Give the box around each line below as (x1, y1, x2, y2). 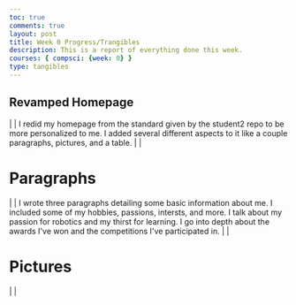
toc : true (9, 12, 46, 22)
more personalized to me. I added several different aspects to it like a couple (9, 127, 288, 138)
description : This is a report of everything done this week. (9, 46, 243, 55)
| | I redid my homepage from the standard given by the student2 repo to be (9, 118, 285, 129)
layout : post (9, 29, 57, 38)
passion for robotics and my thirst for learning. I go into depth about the (9, 216, 270, 226)
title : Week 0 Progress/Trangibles (9, 37, 140, 47)
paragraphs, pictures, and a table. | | (9, 137, 142, 148)
